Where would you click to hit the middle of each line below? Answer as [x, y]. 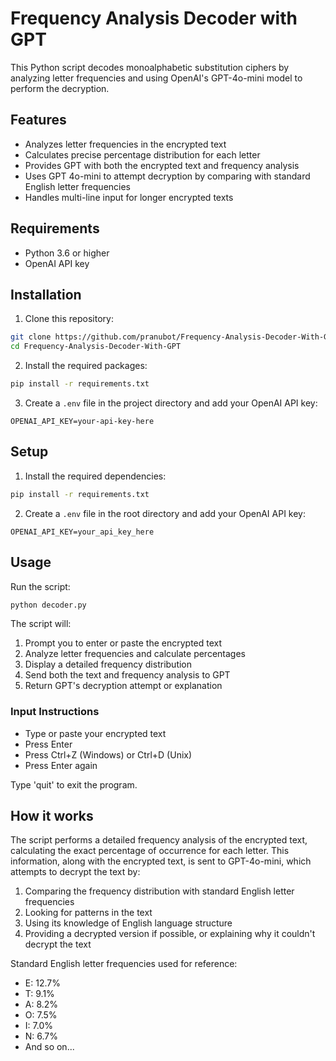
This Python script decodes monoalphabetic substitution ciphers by [150, 67]
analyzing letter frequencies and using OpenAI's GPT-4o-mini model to [156, 78]
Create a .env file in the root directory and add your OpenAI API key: [165, 513]
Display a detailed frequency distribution [108, 664]
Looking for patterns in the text [88, 913]
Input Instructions [55, 712]
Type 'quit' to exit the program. [74, 784]
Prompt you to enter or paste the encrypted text [123, 643]
